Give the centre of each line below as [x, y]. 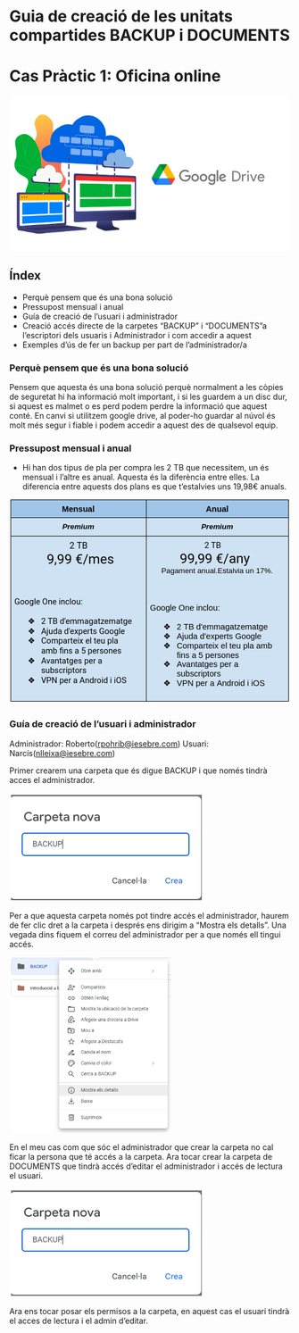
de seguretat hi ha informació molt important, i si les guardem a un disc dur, [148, 397]
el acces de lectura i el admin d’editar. [79, 1321]
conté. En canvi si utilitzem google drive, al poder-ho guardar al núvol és [142, 416]
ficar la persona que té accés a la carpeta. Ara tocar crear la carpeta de [141, 1156]
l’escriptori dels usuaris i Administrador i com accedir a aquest [137, 335]
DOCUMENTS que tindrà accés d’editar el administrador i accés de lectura [146, 1166]
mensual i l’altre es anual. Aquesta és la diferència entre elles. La [141, 477]
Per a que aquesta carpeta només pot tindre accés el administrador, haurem [149, 915]
